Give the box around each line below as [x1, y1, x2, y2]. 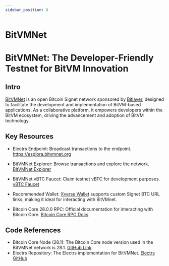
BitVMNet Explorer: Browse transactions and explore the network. [12, 161, 150, 167]
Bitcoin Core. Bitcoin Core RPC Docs [12, 211, 89, 217]
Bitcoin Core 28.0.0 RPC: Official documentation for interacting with [12, 206, 153, 212]
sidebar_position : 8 [5, 7, 49, 13]
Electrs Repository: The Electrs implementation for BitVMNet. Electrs [12, 250, 155, 256]
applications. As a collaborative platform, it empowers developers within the [5, 107, 163, 113]
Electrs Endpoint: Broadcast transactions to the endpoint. [12, 146, 132, 152]
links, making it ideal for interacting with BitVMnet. [12, 196, 117, 202]
